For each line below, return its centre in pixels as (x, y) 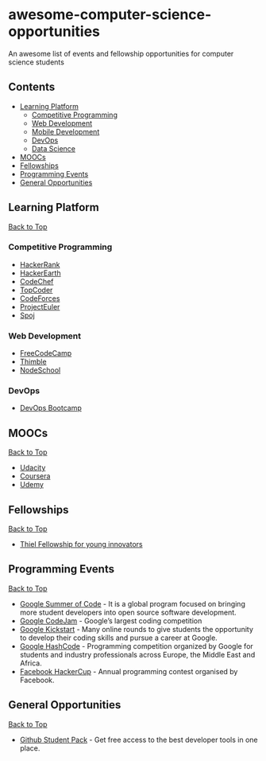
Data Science (53, 148)
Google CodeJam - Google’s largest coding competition (111, 621)
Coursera (35, 476)
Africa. (31, 663)
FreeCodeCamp (46, 353)
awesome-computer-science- (110, 15)
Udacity (33, 468)
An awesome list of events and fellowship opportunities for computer (121, 53)
